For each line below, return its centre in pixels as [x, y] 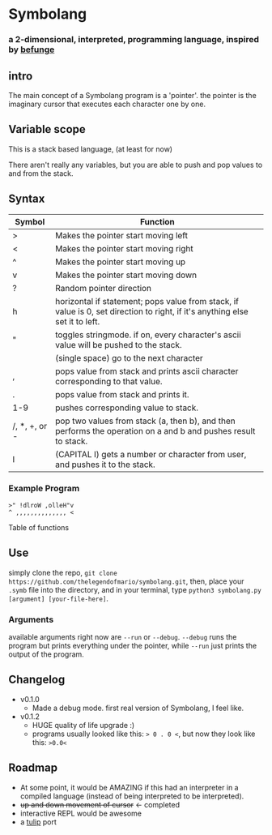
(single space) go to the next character [130, 358]
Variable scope [47, 129]
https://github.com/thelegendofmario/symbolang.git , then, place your [126, 581]
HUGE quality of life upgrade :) [83, 725]
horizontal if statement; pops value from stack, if [147, 301]
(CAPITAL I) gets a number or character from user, [151, 454]
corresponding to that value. [109, 381]
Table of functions [39, 527]
